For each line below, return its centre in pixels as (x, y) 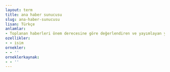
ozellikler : (18, 39)
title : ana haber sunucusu (34, 15)
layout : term (19, 10)
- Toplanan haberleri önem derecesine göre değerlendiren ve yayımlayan (83, 33)
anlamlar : (16, 29)
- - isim (14, 43)
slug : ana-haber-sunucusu (32, 19)
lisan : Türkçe (20, 24)
